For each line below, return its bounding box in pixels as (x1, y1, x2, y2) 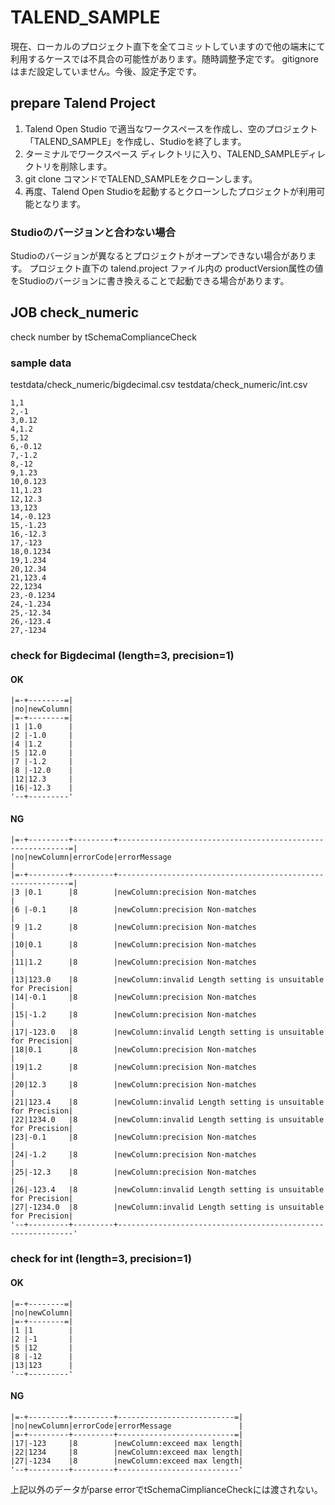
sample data (10, 356, 72, 370)
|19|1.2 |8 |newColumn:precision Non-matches (10, 1062, 257, 1073)
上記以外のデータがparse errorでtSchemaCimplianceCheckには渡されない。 (10, 1483, 323, 1495)
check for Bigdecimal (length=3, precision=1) (10, 649, 235, 663)
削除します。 (59, 160, 113, 172)
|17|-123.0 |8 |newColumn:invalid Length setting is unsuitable (10, 1027, 325, 1038)
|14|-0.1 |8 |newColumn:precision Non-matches (10, 992, 257, 1003)
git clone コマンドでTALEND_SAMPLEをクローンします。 (24, 172, 258, 185)
